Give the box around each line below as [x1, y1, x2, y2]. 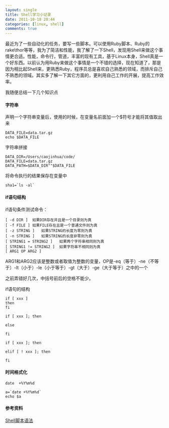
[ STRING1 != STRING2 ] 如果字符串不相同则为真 [5, 244, 101, 249]
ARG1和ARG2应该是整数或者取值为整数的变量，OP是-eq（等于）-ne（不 [5, 258, 155, 264]
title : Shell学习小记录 [5, 12, 51, 17]
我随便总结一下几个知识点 [5, 89, 58, 96]
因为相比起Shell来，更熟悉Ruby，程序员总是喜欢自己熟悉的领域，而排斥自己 [5, 66, 162, 72]
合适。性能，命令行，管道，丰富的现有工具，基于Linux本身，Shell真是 [14, 54, 159, 60]
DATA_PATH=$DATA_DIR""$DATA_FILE [5, 163, 75, 168]
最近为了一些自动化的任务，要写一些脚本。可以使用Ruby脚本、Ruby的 [5, 41, 150, 47]
